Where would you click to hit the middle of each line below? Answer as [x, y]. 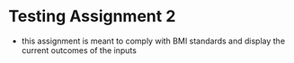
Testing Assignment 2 [92, 16]
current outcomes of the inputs [79, 50]
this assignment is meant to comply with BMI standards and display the [153, 41]
